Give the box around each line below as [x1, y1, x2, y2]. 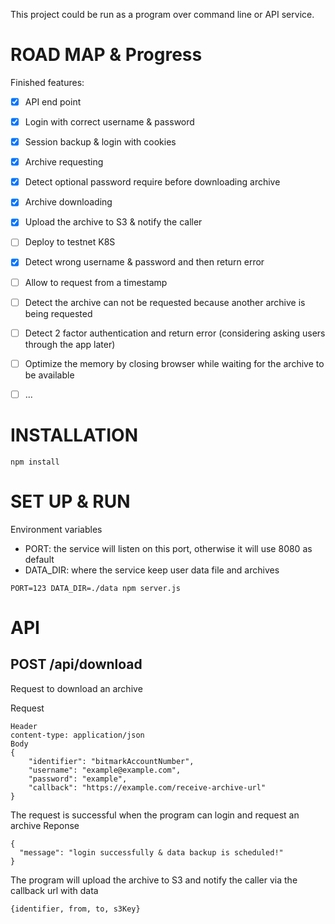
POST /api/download [10, 656, 143, 673]
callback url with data [10, 884, 99, 896]
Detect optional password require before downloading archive [24, 176, 281, 188]
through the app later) [24, 338, 116, 350]
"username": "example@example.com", [28, 765, 182, 775]
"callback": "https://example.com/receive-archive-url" [28, 782, 267, 793]
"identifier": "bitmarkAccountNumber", [28, 756, 195, 766]
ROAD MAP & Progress [10, 44, 203, 66]
